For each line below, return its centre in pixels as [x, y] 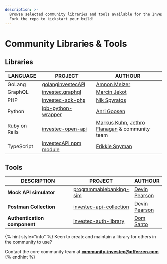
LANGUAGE [22, 76]
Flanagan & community [123, 129]
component [22, 224]
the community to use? [29, 242]
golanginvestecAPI [64, 84]
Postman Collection [32, 207]
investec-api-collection [101, 207]
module [51, 150]
